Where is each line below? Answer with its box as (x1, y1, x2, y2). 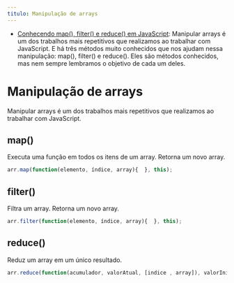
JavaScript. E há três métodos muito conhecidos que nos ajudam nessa (17, 44, 223, 52)
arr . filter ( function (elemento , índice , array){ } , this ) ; (7, 218, 182, 225)
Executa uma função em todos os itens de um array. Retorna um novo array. (7, 153, 226, 161)
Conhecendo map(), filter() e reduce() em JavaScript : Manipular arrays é (17, 29, 226, 38)
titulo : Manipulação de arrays (7, 10, 98, 17)
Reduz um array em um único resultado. (7, 256, 123, 264)
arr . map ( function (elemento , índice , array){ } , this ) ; (7, 166, 173, 173)
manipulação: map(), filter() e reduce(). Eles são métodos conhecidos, (17, 52, 219, 60)
